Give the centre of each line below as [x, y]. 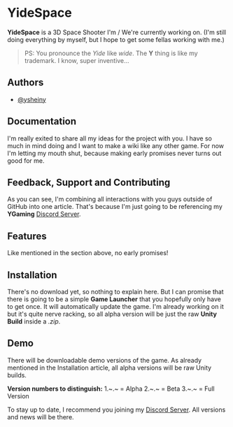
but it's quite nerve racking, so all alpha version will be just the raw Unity [112, 314]
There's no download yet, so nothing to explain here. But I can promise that [115, 292]
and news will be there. [41, 417]
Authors [26, 83]
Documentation [42, 121]
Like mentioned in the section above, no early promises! [88, 253]
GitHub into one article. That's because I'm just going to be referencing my [115, 207]
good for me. [26, 160]
